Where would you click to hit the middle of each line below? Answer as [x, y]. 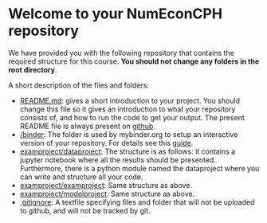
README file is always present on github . [87, 126]
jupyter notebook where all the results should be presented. [118, 159]
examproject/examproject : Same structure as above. [106, 185]
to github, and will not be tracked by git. [85, 210]
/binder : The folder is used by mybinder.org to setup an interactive [129, 134]
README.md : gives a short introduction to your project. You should [130, 100]
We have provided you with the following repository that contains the [122, 53]
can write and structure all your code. [81, 177]
